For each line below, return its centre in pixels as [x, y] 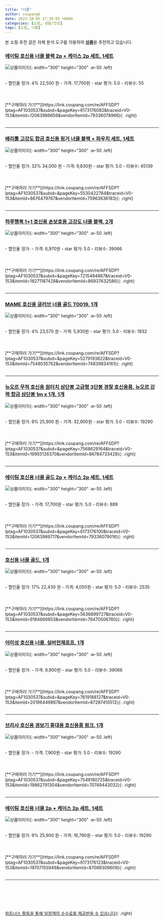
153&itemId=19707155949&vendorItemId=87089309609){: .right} [71, 868]
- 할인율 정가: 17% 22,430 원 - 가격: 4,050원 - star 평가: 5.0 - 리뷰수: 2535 [77, 587]
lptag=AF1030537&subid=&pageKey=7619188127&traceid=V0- [68, 697]
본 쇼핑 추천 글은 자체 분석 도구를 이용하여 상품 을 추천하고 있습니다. [69, 42]
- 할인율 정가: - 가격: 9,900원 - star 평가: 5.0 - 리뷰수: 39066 [64, 670]
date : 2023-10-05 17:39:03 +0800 [39, 19]
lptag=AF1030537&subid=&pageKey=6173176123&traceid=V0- [68, 862]
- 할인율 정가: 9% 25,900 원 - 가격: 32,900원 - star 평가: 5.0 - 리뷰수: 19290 [79, 421]
